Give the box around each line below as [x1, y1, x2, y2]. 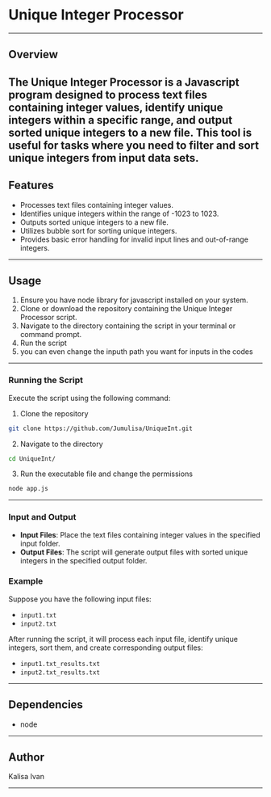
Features [8, 179, 54, 192]
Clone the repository [19, 408, 89, 418]
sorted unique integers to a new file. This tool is [8, 125, 252, 139]
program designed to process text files [8, 87, 208, 102]
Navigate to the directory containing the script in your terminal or [19, 321, 236, 331]
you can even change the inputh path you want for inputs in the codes [19, 347, 253, 356]
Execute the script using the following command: [8, 393, 171, 403]
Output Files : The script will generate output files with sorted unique [19, 547, 248, 557]
